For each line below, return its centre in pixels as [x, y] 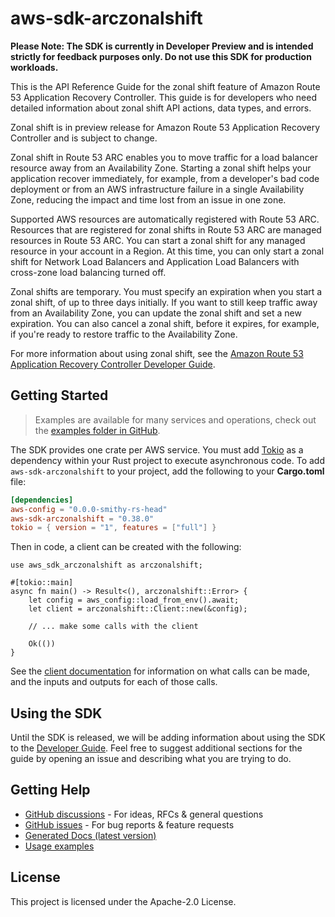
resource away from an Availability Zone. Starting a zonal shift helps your [161, 168]
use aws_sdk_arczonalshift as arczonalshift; [106, 565]
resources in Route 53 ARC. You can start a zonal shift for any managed [158, 240]
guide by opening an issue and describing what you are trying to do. [151, 759]
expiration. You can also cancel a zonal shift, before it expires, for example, [165, 323]
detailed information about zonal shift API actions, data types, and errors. [161, 108]
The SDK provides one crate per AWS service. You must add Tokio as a [157, 449]
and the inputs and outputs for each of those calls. [114, 682]
